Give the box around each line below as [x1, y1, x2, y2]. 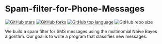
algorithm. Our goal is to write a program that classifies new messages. [5, 33, 147, 39]
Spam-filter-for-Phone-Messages [5, 3, 145, 14]
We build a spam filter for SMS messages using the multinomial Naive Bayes [5, 28, 158, 34]
